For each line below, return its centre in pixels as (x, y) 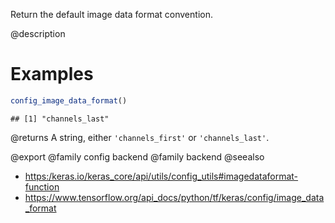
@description (38, 33)
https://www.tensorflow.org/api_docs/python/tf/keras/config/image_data (174, 197)
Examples (52, 74)
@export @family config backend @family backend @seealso (137, 156)
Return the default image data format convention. (111, 14)
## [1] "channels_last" (60, 119)
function (42, 186)
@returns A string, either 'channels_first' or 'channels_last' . (140, 137)
